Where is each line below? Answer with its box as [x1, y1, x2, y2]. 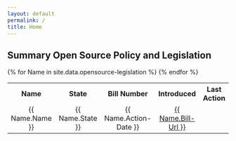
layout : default [7, 10, 55, 18]
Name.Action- [104, 114, 152, 123]
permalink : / [7, 17, 46, 24]
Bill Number [107, 89, 148, 99]
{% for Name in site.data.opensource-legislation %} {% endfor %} [7, 68, 199, 76]
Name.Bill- [159, 114, 195, 123]
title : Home [7, 23, 42, 30]
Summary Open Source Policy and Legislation [7, 49, 212, 61]
